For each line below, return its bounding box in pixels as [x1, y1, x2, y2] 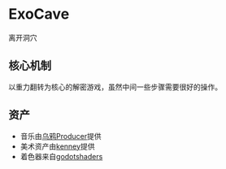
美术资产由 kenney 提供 [20, 141, 95, 151]
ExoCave [8, 5, 70, 24]
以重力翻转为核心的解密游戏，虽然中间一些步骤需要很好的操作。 [8, 82, 222, 92]
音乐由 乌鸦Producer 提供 [20, 131, 102, 141]
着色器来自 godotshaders [20, 151, 103, 161]
